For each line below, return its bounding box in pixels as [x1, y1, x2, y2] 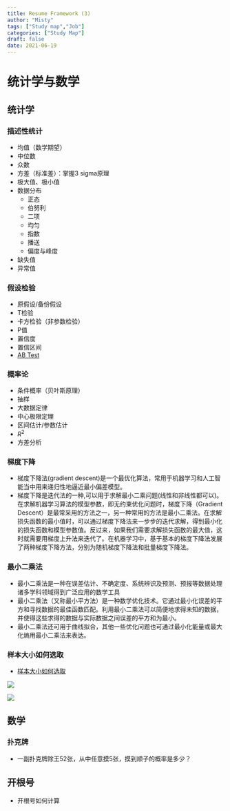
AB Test [17, 351, 40, 359]
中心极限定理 [17, 412, 54, 421]
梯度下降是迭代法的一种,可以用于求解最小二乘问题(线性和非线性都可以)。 [17, 491, 223, 499]
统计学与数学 [7, 74, 81, 90]
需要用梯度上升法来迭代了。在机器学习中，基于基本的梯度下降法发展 [29, 535, 222, 543]
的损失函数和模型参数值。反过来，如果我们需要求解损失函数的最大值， [17, 526, 217, 534]
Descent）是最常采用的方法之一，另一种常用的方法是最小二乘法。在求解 [17, 508, 222, 517]
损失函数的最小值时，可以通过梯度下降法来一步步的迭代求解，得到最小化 [17, 517, 222, 526]
